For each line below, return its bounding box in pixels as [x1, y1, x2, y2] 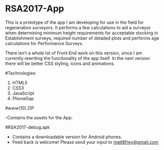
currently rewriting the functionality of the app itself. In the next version [5, 55, 150, 61]
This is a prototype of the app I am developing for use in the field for [5, 19, 144, 25]
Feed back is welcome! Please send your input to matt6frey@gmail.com [12, 139, 159, 145]
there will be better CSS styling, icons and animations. [5, 60, 115, 66]
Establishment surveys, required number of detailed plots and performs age [5, 35, 160, 41]
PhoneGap [12, 95, 34, 101]
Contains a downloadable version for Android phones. [12, 134, 123, 140]
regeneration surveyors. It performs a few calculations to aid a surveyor [5, 24, 151, 30]
